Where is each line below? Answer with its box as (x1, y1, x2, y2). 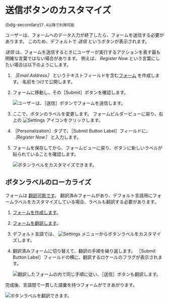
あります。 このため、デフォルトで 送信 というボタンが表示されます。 (5, 38, 150, 44)
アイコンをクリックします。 (46, 117, 103, 123)
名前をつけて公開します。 (22, 79, 75, 85)
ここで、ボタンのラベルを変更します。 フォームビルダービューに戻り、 (12, 110, 159, 116)
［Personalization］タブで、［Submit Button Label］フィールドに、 (12, 128, 150, 134)
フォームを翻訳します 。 (12, 220, 61, 226)
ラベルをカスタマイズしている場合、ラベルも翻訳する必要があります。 (13, 199, 159, 205)
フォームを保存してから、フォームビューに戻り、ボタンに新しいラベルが (12, 145, 162, 151)
